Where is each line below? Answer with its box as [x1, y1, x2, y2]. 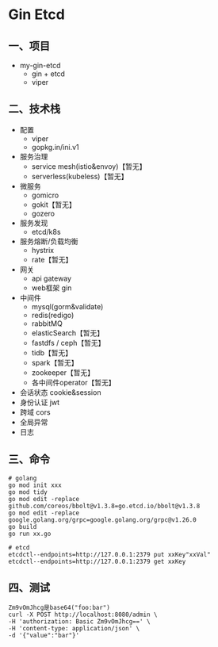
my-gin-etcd [19, 61, 61, 70]
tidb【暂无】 [31, 347, 73, 358]
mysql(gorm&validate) [31, 301, 104, 311]
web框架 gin [31, 283, 72, 293]
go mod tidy [8, 488, 48, 496]
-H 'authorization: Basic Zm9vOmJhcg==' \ [8, 618, 151, 626]
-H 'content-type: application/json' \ [8, 625, 140, 633]
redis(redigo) [31, 310, 75, 320]
